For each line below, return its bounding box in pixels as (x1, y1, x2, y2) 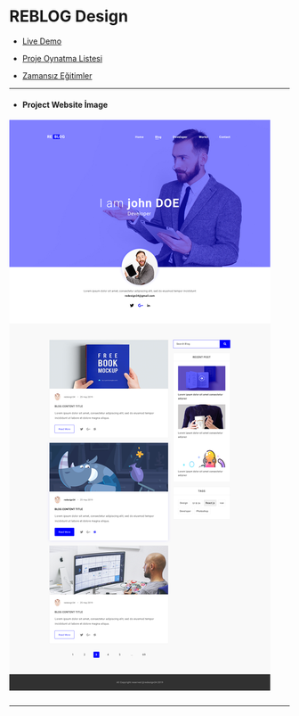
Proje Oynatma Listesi (21, 53, 103, 63)
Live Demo (21, 36, 62, 46)
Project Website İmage (21, 99, 109, 110)
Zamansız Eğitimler (21, 70, 93, 81)
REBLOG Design (9, 6, 129, 27)
